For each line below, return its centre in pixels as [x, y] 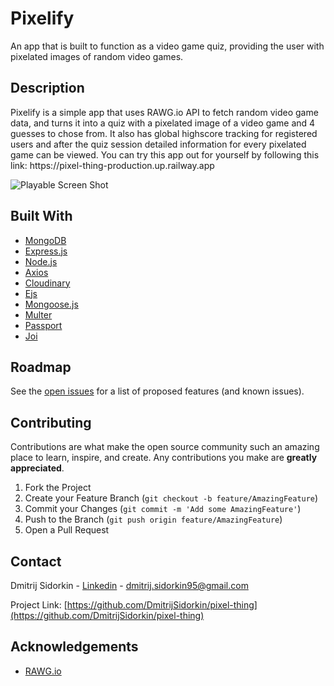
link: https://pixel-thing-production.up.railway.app [112, 165]
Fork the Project [58, 488]
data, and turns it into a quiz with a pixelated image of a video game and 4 [163, 123]
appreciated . [37, 468]
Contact [36, 561]
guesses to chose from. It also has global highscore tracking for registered [164, 133]
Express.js [46, 251]
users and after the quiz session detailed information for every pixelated [158, 144]
